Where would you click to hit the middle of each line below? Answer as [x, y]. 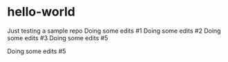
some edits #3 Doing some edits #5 [58, 37]
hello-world [41, 12]
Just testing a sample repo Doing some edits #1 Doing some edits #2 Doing [114, 31]
